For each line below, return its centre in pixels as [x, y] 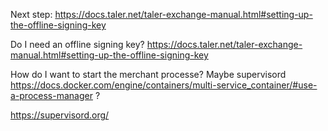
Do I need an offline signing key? [77, 44]
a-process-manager [51, 95]
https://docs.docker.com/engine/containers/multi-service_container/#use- [164, 85]
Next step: [31, 14]
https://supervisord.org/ [60, 115]
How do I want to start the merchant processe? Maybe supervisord [148, 74]
